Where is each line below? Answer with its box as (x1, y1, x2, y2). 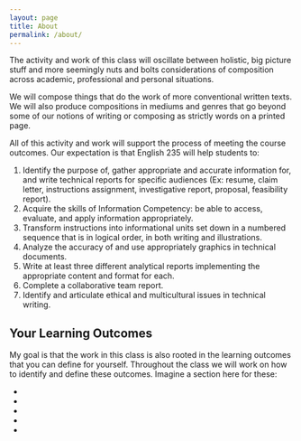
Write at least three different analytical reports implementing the (22, 261, 260, 272)
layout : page (9, 13, 59, 23)
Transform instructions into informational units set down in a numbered (22, 222, 287, 233)
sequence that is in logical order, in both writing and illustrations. (22, 232, 263, 243)
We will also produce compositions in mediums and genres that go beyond (9, 101, 287, 112)
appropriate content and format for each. (22, 270, 175, 281)
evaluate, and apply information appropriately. (22, 213, 194, 224)
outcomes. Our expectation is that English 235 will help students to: (9, 147, 260, 158)
